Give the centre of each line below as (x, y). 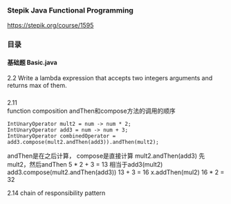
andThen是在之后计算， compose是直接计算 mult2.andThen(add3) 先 (106, 156)
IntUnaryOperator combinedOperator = (62, 136)
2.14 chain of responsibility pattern (56, 193)
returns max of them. (37, 86)
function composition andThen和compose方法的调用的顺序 (91, 111)
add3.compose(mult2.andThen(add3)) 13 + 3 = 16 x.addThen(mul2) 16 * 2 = (116, 172)
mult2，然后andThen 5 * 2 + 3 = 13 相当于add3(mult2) (85, 165)
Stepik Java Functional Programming (70, 10)
